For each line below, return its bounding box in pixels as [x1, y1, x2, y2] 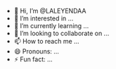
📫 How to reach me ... [13, 37, 79, 45]
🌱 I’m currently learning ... [13, 22, 89, 30]
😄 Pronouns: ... [13, 47, 60, 56]
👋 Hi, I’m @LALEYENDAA [13, 7, 86, 15]
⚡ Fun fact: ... [13, 55, 53, 63]
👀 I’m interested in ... [13, 14, 74, 23]
